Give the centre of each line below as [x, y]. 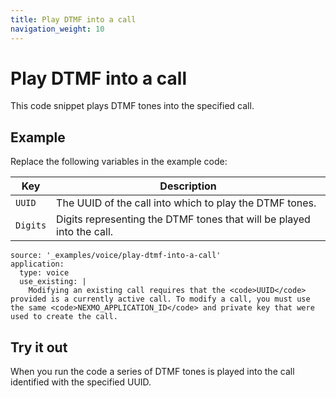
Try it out [39, 347]
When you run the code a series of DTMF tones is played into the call [152, 372]
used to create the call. [64, 317]
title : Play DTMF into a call [73, 19]
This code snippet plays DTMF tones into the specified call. [132, 106]
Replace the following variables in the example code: [119, 162]
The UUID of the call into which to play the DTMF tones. [186, 203]
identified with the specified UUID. [81, 382]
